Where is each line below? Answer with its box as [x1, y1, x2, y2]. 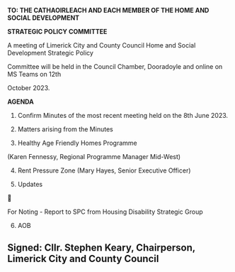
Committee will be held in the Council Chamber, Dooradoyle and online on [7, 62, 223, 70]
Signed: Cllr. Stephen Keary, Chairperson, [7, 241, 196, 254]
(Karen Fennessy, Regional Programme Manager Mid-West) [7, 153, 181, 161]
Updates [17, 180, 43, 188]
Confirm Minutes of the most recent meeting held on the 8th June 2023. [17, 111, 229, 119]
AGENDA [7, 97, 34, 106]
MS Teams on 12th [7, 70, 62, 78]
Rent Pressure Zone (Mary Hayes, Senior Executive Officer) [17, 166, 191, 175]
